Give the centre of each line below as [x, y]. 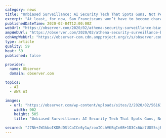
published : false [23, 55]
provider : [15, 65]
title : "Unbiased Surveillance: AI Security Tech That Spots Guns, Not [80, 14]
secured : [14, 128]
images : [13, 101]
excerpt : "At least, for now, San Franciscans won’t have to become [77, 19]
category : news [21, 10]
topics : [13, 83]
